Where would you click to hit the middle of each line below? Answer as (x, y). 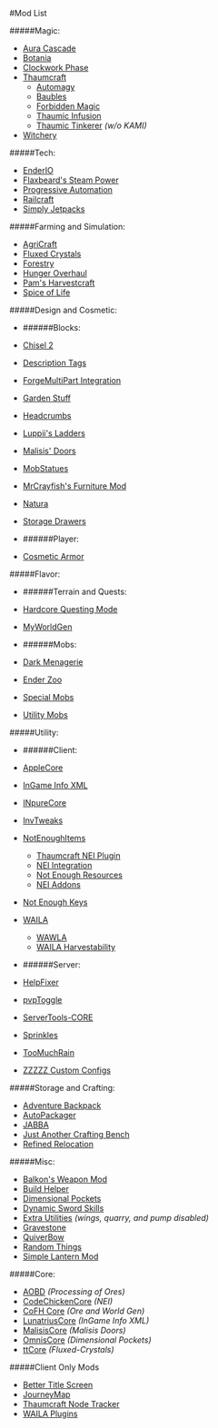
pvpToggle (42, 1000)
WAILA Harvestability (76, 947)
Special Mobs (48, 697)
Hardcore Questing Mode (70, 609)
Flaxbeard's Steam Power (71, 180)
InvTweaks (43, 820)
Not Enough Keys (55, 902)
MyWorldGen (47, 627)
